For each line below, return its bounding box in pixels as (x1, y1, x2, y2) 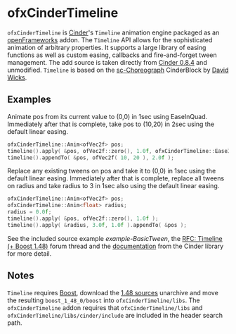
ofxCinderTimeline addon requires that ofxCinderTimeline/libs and (7, 303, 203, 311)
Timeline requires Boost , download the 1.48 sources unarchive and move (7, 288, 219, 297)
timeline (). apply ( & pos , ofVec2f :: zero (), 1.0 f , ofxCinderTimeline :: (7, 147, 216, 154)
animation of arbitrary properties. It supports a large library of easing (7, 43, 206, 51)
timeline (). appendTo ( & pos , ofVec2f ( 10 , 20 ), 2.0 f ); (7, 154, 174, 161)
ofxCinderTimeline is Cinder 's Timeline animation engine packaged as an (7, 28, 220, 37)
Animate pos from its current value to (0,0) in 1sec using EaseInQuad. (7, 112, 208, 120)
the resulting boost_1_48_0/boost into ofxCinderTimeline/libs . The (7, 296, 200, 304)
